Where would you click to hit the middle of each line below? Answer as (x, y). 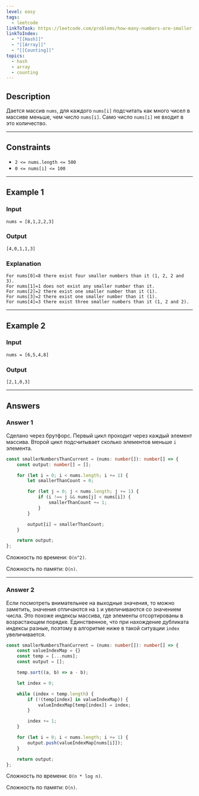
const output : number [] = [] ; (54, 464)
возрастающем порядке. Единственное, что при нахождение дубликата (98, 621)
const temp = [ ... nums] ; (47, 657)
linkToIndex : (22, 34)
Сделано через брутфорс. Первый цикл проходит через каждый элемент (99, 435)
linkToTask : (21, 28)
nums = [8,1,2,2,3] (30, 221)
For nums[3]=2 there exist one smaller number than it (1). (82, 297)
